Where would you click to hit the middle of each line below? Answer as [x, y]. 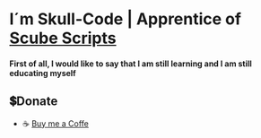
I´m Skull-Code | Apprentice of [126, 19]
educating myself [43, 73]
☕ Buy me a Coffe [56, 123]
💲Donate [34, 102]
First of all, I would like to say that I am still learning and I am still [131, 64]
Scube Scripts [63, 38]
